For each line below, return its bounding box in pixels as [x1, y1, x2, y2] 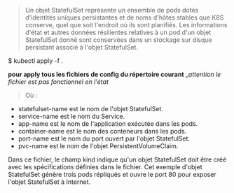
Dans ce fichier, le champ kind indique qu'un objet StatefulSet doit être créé [8, 155, 227, 164]
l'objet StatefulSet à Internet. [8, 178, 91, 186]
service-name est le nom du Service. [18, 112, 125, 120]
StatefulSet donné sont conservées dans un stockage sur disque [25, 36, 212, 44]
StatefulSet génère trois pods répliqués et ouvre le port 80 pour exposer [8, 171, 216, 178]
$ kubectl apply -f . [8, 57, 64, 65]
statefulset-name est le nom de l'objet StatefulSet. [18, 105, 164, 113]
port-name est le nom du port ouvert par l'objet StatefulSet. [18, 134, 191, 143]
